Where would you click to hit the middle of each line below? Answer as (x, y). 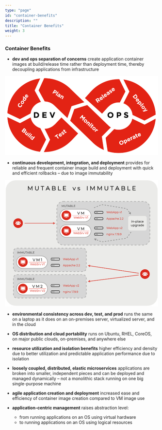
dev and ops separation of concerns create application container (78, 59)
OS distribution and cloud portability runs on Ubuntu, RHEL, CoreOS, (82, 334)
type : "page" (18, 10)
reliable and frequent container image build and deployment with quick (83, 168)
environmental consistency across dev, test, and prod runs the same (82, 314)
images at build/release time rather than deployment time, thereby (78, 64)
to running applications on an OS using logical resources (76, 422)
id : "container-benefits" (31, 15)
